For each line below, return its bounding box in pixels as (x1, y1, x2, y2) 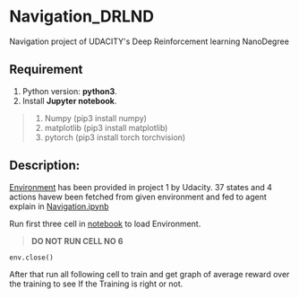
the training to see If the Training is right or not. (9, 278, 184, 289)
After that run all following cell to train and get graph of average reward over (9, 268, 290, 279)
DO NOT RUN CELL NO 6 (30, 235, 124, 246)
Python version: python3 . (21, 85, 118, 96)
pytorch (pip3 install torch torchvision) (44, 132, 186, 143)
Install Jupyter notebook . (21, 95, 117, 106)
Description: (9, 158, 81, 173)
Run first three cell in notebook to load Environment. (9, 218, 201, 229)
